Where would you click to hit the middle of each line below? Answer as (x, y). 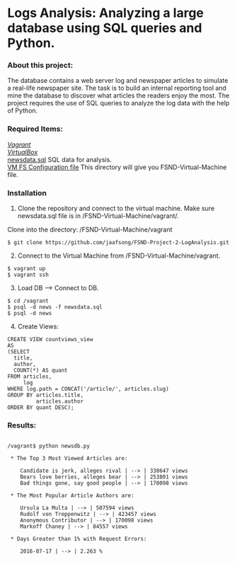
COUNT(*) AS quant (41, 371)
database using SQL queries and (105, 28)
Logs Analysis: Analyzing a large (105, 13)
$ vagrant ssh (28, 275)
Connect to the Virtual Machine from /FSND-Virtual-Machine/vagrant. (119, 256)
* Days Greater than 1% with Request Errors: (79, 539)
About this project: (40, 65)
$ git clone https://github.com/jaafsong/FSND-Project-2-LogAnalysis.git (118, 243)
